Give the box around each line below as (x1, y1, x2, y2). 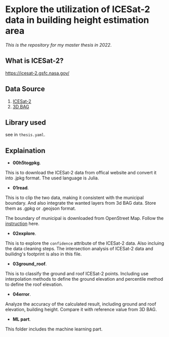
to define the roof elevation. (5, 281, 63, 287)
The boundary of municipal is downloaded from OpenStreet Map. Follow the (5, 215, 164, 221)
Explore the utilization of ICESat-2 (5, 4, 150, 15)
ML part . (12, 316, 31, 322)
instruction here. (5, 220, 39, 227)
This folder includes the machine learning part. (5, 326, 103, 332)
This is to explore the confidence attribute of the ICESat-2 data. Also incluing (5, 240, 164, 246)
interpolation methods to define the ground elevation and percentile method (5, 276, 163, 282)
